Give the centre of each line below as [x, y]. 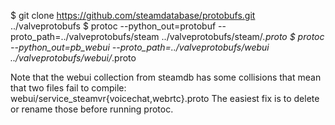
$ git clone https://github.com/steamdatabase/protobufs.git [133, 15]
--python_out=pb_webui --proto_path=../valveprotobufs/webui [140, 47]
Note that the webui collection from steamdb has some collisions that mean [166, 77]
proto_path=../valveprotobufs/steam [85, 36]
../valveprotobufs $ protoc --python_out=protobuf [113, 26]
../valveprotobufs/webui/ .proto [73, 58]
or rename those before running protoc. [92, 109]
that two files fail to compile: [68, 88]
